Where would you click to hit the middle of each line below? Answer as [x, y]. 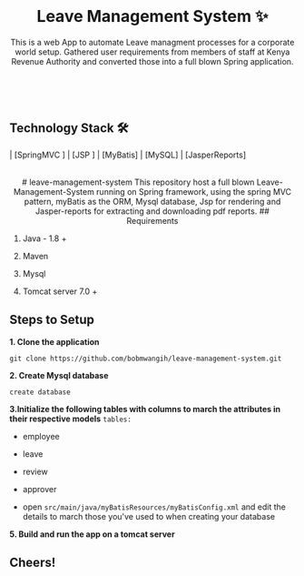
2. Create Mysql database [59, 375]
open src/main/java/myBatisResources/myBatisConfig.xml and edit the [154, 507]
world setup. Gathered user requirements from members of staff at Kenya [152, 52]
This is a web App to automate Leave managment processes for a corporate [152, 42]
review [35, 471]
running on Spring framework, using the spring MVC [194, 191]
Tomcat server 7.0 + [60, 291]
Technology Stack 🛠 [69, 128]
